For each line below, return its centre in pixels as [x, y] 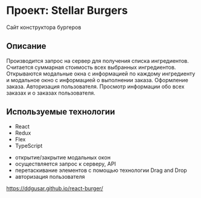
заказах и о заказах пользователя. [51, 93]
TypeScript [29, 145]
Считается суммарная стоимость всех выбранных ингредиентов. [91, 67]
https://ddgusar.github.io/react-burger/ [55, 188]
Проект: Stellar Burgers [67, 11]
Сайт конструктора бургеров [44, 27]
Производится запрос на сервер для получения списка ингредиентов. [97, 60]
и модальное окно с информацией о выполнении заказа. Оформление [97, 80]
